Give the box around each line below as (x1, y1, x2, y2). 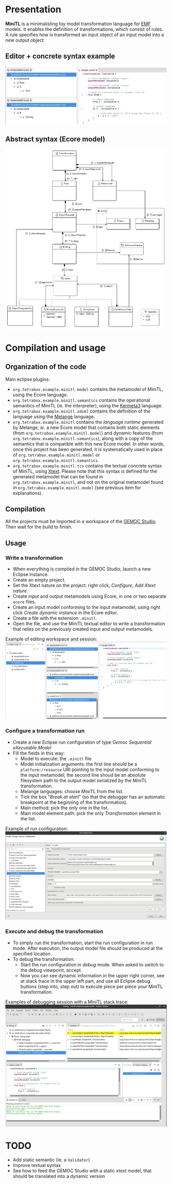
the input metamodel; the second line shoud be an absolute (20, 772, 146, 778)
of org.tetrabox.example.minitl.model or (12, 452, 100, 458)
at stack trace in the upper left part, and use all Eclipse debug (20, 978, 150, 984)
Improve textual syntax (12, 1162, 61, 1169)
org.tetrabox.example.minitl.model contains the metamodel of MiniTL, (12, 386, 163, 392)
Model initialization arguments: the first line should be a (20, 761, 137, 767)
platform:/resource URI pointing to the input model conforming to (20, 766, 160, 773)
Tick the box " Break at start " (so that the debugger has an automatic (20, 794, 165, 800)
